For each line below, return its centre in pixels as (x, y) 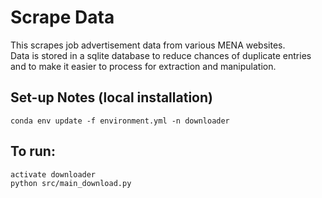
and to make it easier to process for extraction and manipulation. (143, 66)
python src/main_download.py (71, 183)
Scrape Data (62, 17)
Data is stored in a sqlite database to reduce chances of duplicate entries (161, 55)
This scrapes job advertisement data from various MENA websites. (148, 45)
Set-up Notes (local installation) (111, 97)
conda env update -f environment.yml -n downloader (120, 121)
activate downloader (53, 174)
